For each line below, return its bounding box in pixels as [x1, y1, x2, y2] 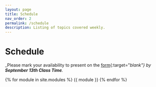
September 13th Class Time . [5, 68, 63, 73]
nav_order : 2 [5, 16, 32, 21]
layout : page [5, 7, 32, 12]
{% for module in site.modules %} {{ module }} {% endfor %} [5, 77, 127, 83]
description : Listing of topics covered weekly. [5, 25, 105, 30]
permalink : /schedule [5, 20, 49, 26]
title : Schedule [5, 12, 38, 17]
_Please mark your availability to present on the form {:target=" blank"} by [5, 62, 152, 68]
